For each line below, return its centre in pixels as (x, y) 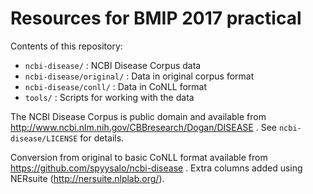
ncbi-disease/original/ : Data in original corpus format (139, 76)
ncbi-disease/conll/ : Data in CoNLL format (116, 86)
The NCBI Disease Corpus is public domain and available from (138, 116)
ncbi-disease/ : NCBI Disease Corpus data (113, 65)
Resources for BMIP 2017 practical (156, 18)
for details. (102, 138)
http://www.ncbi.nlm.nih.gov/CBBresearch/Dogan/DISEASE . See (143, 127)
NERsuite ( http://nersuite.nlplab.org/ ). (87, 178)
